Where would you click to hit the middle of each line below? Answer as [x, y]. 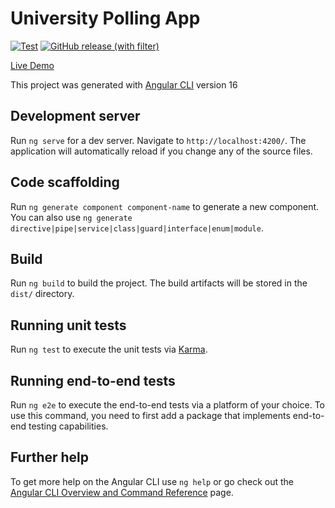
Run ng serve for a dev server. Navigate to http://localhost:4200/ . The [158, 140]
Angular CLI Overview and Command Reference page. [122, 492]
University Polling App [105, 18]
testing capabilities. [68, 426]
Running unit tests [68, 325]
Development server [75, 116]
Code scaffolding [65, 182]
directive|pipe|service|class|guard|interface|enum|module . [137, 228]
